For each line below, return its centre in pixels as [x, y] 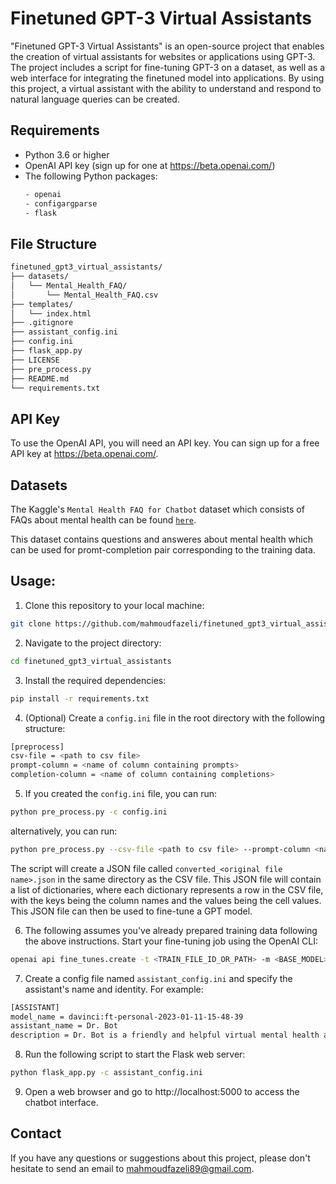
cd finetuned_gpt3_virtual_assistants [91, 661]
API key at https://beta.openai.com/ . [84, 454]
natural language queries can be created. [95, 99]
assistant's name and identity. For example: [114, 989]
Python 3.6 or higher [67, 154]
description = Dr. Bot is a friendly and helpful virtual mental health [165, 1035]
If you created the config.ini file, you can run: [121, 793]
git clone [31, 623]
